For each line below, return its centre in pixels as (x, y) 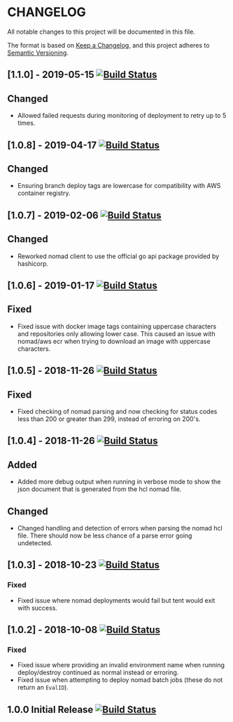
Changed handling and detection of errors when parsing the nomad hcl (120, 528)
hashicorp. (33, 263)
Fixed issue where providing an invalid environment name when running (121, 665)
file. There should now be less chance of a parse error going (105, 535)
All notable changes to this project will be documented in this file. (101, 32)
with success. (37, 608)
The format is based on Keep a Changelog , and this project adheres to (108, 45)
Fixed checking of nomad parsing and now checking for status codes (117, 411)
